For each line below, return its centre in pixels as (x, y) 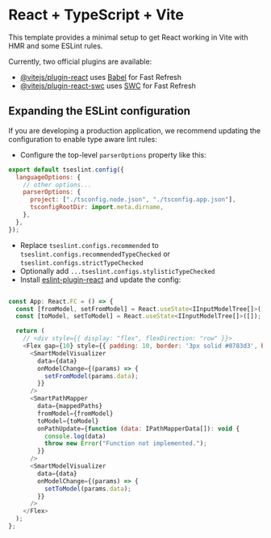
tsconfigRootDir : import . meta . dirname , (96, 208)
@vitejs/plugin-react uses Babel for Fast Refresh (101, 77)
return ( (30, 331)
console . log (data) (75, 436)
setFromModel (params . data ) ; (91, 376)
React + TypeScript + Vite (96, 15)
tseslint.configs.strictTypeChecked (81, 263)
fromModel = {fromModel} (75, 414)
